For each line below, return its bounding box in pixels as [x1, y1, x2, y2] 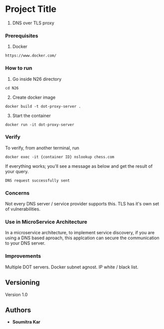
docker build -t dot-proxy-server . [5, 104, 81, 109]
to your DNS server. [5, 240, 46, 246]
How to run [5, 65, 32, 71]
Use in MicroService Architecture [5, 218, 87, 225]
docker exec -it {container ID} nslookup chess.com [5, 154, 114, 159]
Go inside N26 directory [12, 76, 62, 82]
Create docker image [12, 94, 56, 100]
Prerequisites [5, 32, 38, 39]
